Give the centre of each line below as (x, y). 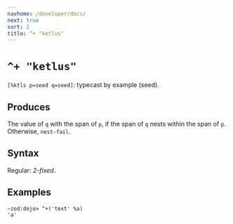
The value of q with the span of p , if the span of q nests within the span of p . (116, 124)
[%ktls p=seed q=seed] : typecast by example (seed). (83, 85)
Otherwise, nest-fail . (39, 131)
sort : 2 (19, 27)
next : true (23, 20)
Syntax (23, 153)
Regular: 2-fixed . (32, 170)
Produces (29, 107)
